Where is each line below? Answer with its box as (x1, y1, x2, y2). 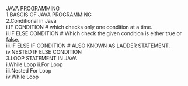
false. (6, 36, 19, 43)
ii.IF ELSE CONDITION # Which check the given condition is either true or (6, 30, 182, 37)
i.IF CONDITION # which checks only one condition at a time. (6, 23, 153, 30)
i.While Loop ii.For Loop (6, 61, 63, 68)
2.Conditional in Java (6, 18, 57, 24)
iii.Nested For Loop (6, 67, 52, 74)
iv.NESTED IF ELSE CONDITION (6, 49, 82, 55)
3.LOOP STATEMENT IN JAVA (6, 55, 78, 61)
